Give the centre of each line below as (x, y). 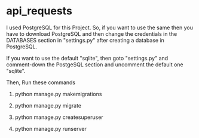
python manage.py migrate (48, 105)
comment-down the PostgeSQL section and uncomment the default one (95, 65)
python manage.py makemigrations (58, 94)
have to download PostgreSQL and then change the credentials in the (92, 33)
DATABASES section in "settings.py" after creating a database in (85, 40)
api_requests (39, 11)
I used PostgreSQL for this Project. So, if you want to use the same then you (99, 27)
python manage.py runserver (50, 128)
